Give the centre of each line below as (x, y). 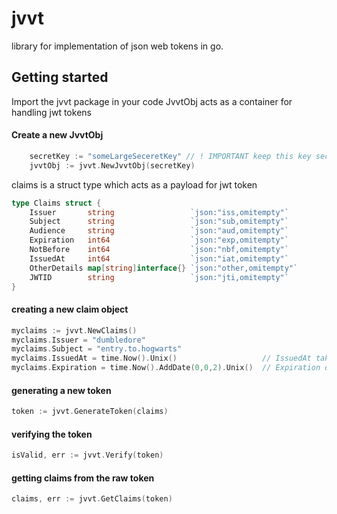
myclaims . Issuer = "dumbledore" (78, 340)
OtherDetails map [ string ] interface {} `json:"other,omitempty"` (164, 268)
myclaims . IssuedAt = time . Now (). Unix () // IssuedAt (161, 358)
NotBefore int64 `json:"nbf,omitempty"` (159, 250)
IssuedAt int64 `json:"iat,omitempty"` (159, 258)
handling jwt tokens (51, 112)
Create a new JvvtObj (57, 135)
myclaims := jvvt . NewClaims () (74, 330)
